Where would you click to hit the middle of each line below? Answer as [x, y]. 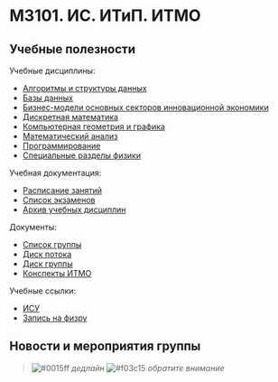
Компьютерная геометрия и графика [93, 126]
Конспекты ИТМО [57, 273]
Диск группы [48, 264]
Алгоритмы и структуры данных [84, 88]
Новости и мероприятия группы [105, 346]
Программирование [61, 146]
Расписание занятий [62, 190]
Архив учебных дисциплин [74, 210]
